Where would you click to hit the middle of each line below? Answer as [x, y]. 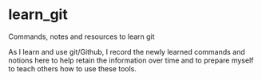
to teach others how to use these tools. [73, 68]
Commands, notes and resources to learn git [81, 36]
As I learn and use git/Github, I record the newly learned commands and [127, 51]
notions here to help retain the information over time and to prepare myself [131, 60]
